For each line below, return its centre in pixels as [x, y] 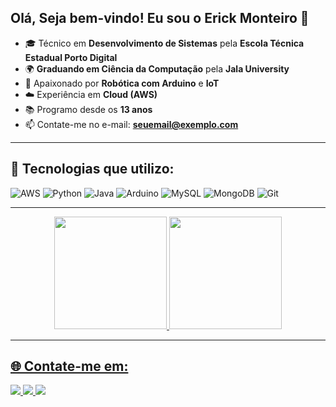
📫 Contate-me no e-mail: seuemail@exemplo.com [131, 124]
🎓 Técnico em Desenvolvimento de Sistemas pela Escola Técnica [164, 43]
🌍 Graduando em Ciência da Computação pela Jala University [157, 68]
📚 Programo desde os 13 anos [88, 109]
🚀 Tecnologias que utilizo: [92, 169]
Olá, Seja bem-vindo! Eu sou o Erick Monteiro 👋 [160, 18]
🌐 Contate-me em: [69, 366]
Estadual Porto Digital [71, 57]
